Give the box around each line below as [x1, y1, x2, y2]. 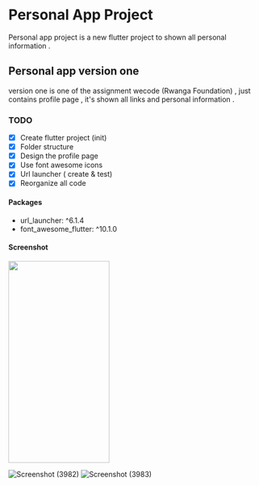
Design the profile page [19, 151, 98, 161]
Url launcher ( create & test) [19, 170, 113, 179]
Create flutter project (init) [19, 133, 107, 143]
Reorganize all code [19, 178, 86, 188]
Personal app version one [8, 65, 140, 78]
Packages [8, 198, 43, 207]
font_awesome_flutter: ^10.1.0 [19, 224, 118, 233]
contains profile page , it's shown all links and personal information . [8, 94, 236, 104]
